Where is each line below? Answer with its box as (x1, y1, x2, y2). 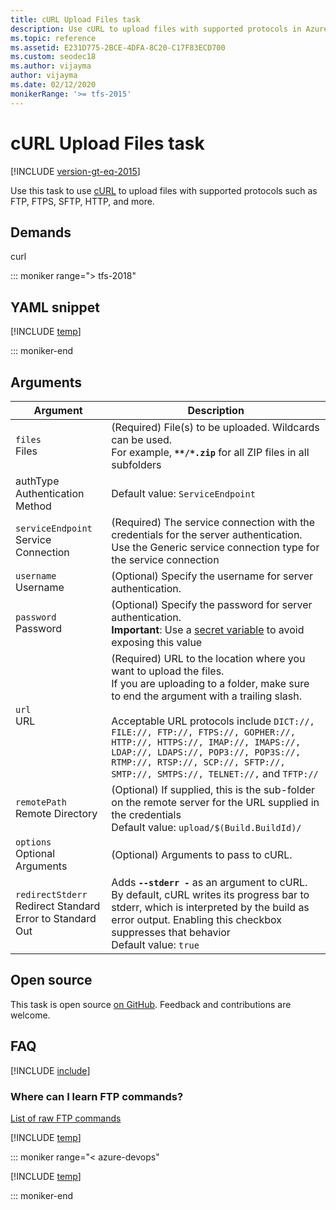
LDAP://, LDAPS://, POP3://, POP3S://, (111, 747, 302, 758)
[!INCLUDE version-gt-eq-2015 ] (10, 165, 141, 177)
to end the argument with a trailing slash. (111, 689, 302, 703)
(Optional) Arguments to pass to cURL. (111, 848, 293, 861)
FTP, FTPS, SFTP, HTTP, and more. (10, 195, 155, 207)
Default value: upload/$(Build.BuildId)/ (111, 821, 302, 834)
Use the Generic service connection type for (111, 541, 320, 554)
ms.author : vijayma (10, 61, 92, 71)
